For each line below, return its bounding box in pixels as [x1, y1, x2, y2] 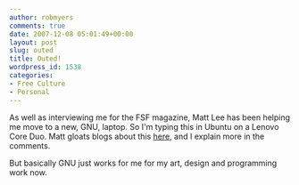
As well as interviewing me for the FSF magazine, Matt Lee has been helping [9, 112, 291, 123]
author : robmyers [9, 12, 74, 22]
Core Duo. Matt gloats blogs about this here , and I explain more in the [9, 131, 265, 141]
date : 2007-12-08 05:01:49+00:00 [9, 29, 134, 38]
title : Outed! [9, 54, 62, 63]
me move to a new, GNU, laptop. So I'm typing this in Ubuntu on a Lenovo [9, 121, 279, 132]
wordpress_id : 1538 [9, 63, 82, 72]
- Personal [9, 87, 50, 96]
